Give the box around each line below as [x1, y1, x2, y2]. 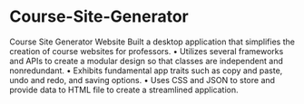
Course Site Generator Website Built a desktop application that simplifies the [9, 36, 295, 47]
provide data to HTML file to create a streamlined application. [9, 84, 239, 95]
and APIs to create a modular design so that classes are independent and [9, 55, 284, 66]
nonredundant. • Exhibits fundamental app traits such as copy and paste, [9, 65, 283, 76]
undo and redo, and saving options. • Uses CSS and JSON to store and [9, 74, 275, 85]
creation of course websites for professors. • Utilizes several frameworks [9, 45, 284, 56]
